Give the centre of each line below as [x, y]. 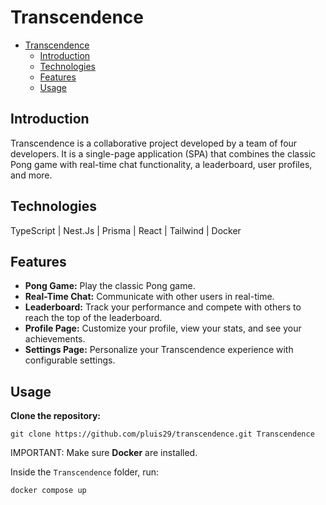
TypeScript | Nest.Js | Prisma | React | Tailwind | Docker [126, 230]
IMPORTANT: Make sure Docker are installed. [104, 453]
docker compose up [48, 491]
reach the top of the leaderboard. [93, 318]
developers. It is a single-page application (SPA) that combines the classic [163, 153]
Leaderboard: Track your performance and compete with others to [163, 307]
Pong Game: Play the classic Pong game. [110, 286]
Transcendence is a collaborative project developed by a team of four [154, 143]
